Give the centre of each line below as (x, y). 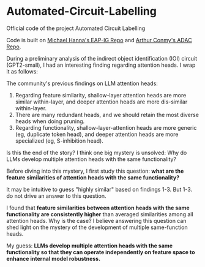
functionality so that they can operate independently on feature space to (101, 252)
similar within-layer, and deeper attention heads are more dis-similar (101, 102)
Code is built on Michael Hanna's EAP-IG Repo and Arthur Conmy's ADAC (99, 40)
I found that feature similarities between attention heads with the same (98, 208)
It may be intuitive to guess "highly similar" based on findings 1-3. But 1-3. (99, 189)
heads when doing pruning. (50, 121)
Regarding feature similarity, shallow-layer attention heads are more (101, 95)
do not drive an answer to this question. (56, 196)
